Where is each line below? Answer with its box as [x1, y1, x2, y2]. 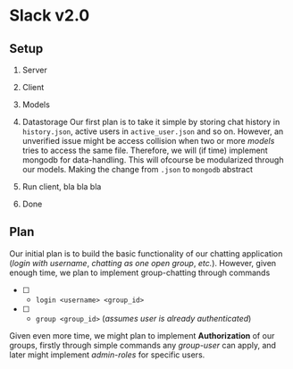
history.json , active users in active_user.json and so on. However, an [21, 126, 284, 137]
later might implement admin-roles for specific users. [9, 349, 205, 360]
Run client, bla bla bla [21, 181, 102, 192]
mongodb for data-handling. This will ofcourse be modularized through [21, 155, 284, 165]
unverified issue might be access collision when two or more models [21, 136, 275, 146]
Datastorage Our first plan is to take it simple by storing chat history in [21, 117, 280, 127]
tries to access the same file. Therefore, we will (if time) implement [21, 145, 268, 155]
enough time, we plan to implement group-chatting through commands [9, 267, 271, 278]
